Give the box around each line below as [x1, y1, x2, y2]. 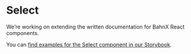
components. [6, 29, 39, 36]
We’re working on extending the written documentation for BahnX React [6, 23, 185, 30]
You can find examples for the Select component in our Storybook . [6, 41, 172, 48]
